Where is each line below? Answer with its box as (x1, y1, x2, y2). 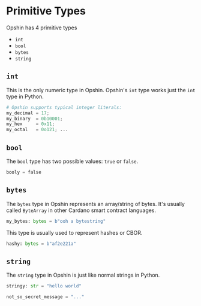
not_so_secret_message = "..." (6, 294, 85, 300)
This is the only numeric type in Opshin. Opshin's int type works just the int (6, 86, 196, 93)
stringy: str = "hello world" (6, 283, 82, 289)
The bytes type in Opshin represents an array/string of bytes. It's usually (6, 200, 185, 207)
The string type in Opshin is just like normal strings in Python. (6, 271, 160, 279)
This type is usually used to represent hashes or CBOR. (6, 229, 143, 236)
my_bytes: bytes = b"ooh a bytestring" (6, 218, 106, 224)
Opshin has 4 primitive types (6, 24, 77, 31)
